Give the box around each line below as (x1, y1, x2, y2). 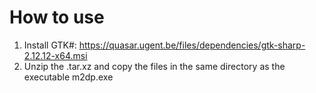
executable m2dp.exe (23, 71, 114, 83)
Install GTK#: (23, 39, 77, 51)
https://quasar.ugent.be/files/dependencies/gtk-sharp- (78, 39, 306, 51)
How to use (9, 6, 105, 29)
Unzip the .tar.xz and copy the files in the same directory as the (23, 60, 286, 72)
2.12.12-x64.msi (23, 49, 88, 61)
